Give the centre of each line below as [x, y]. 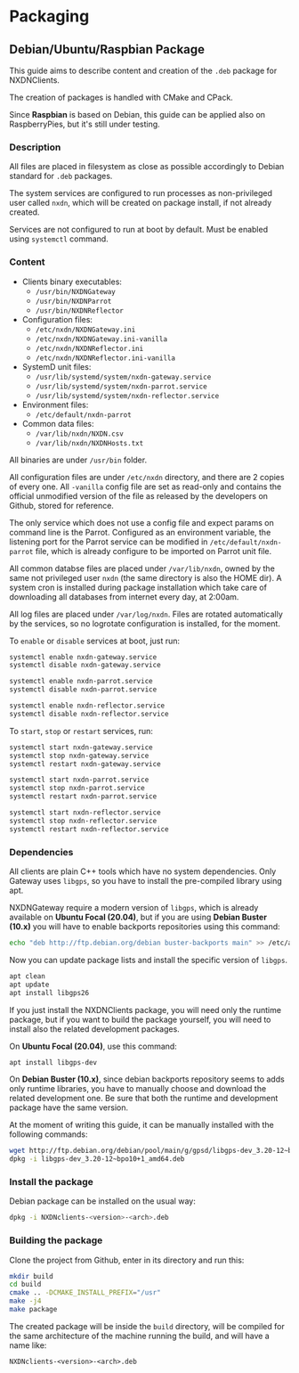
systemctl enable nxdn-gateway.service [83, 657]
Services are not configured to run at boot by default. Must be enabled [139, 230]
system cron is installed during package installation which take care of [138, 587]
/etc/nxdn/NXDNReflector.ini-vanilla [105, 358]
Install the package [51, 1182]
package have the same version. [69, 1107]
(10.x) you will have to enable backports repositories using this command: [145, 927]
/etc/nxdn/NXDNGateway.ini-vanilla [101, 339]
